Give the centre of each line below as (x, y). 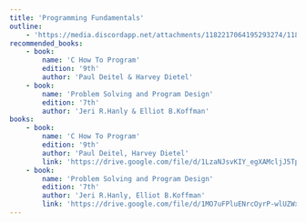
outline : (26, 26)
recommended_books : (46, 43)
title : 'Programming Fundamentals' (77, 18)
